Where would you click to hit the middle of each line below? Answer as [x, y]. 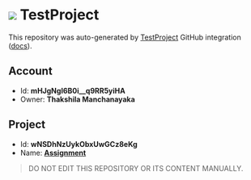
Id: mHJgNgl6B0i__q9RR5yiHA [72, 90]
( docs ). [20, 45]
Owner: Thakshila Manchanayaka [77, 99]
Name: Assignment [53, 153]
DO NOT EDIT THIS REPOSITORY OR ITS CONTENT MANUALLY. [136, 168]
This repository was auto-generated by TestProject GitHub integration [125, 37]
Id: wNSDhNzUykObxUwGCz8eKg [79, 144]
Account [30, 71]
